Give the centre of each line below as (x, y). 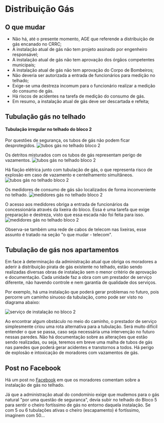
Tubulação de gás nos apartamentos (62, 250)
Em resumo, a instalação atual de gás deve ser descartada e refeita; (81, 101)
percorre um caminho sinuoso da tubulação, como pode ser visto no (74, 297)
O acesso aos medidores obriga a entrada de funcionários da (67, 204)
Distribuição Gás (40, 9)
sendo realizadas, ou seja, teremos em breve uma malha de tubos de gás (79, 342)
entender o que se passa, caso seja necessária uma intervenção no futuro (80, 332)
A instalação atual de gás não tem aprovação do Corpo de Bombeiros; (83, 70)
